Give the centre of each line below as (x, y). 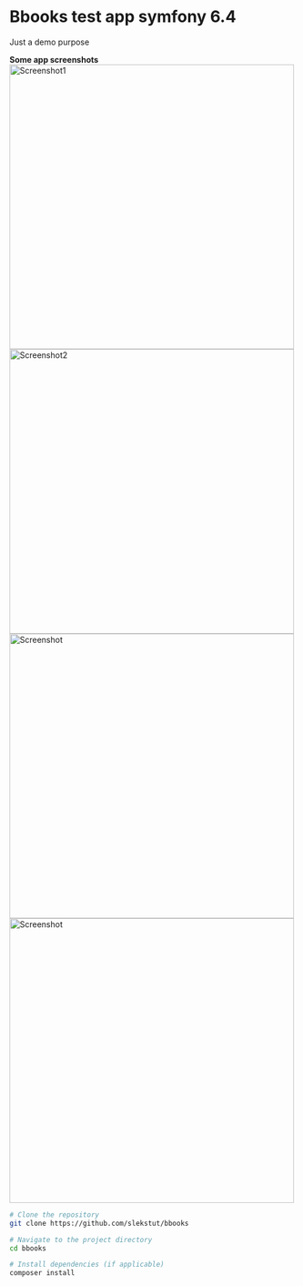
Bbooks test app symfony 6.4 (123, 17)
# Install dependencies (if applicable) (87, 1265)
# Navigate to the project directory (81, 1240)
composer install (42, 1273)
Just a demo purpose (50, 42)
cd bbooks (28, 1248)
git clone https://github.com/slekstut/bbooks (99, 1223)
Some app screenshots (54, 59)
